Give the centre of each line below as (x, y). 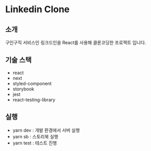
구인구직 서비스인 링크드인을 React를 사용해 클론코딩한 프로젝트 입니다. (76, 42)
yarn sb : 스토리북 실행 (35, 136)
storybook (23, 89)
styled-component (32, 83)
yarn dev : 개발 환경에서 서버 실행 (46, 130)
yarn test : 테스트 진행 (35, 143)
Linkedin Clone (38, 9)
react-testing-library (34, 100)
